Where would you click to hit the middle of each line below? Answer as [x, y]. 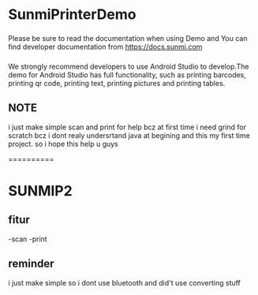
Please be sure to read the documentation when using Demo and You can [128, 39]
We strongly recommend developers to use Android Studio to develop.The [129, 67]
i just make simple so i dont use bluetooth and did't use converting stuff [124, 282]
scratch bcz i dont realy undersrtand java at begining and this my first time [129, 135]
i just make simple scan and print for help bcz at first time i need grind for [127, 127]
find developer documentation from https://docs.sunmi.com [105, 47]
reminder [31, 264]
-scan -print [28, 239]
